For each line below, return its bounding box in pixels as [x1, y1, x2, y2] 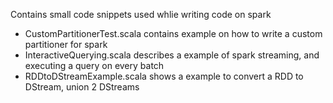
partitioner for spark [24, 39, 108, 50]
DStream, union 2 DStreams [24, 81, 140, 93]
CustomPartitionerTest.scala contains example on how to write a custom [24, 28, 323, 39]
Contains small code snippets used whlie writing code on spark [10, 9, 272, 20]
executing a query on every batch [24, 60, 165, 71]
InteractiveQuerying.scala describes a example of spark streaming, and [24, 49, 320, 61]
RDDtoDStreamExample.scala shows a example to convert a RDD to [24, 70, 304, 82]
